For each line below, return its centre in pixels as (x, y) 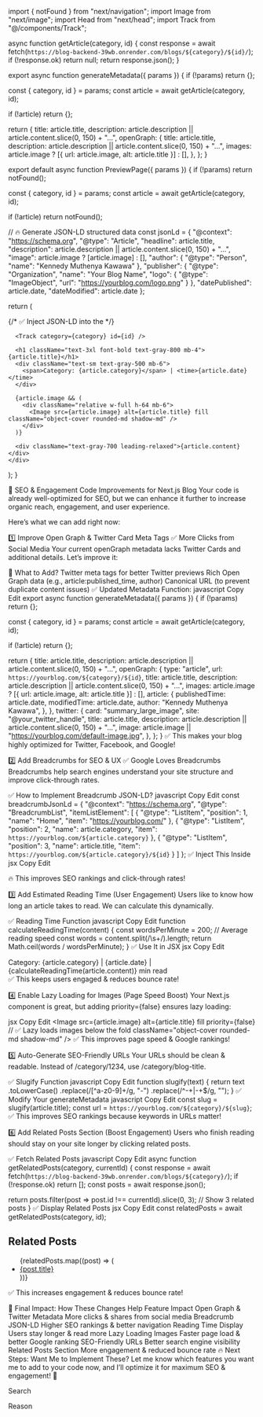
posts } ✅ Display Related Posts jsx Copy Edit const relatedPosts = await (125, 1208)
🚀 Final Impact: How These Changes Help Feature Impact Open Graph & (124, 1308)
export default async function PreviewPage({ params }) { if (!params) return (130, 169)
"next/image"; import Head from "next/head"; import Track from (112, 20)
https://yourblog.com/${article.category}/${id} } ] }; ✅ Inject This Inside (130, 854)
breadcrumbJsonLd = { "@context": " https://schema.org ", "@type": (118, 804)
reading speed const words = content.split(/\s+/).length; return (110, 938)
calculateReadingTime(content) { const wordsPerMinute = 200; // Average (128, 930)
